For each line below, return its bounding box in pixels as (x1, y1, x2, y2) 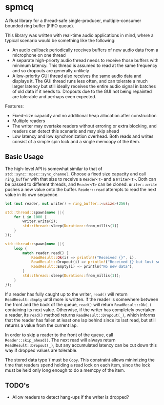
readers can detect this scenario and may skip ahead (12, 128, 119, 134)
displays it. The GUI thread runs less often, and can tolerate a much (12, 78, 148, 84)
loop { (14, 246, 27, 251)
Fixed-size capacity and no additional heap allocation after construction (12, 112, 157, 118)
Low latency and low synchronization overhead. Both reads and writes (12, 133, 154, 139)
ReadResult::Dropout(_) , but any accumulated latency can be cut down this (5, 342, 157, 348)
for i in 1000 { (14, 214, 47, 219)
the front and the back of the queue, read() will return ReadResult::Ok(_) (5, 301, 152, 307)
